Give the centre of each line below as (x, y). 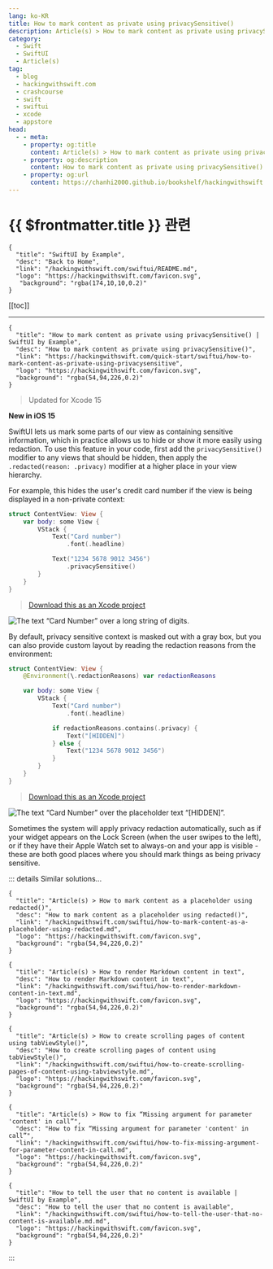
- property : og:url (56, 175)
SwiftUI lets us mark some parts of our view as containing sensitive (121, 431)
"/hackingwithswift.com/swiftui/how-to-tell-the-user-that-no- (154, 1214)
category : (25, 39)
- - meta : (32, 137)
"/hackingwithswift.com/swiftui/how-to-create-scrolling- (145, 1064)
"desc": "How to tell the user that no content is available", (125, 1207)
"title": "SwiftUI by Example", (71, 254)
